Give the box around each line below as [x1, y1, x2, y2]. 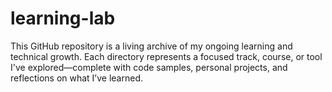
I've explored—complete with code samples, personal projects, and [10, 61, 288, 73]
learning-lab [10, 7, 116, 30]
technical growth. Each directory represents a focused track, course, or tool [10, 50, 323, 62]
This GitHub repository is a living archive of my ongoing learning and [10, 40, 293, 52]
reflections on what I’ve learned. [10, 72, 143, 84]
